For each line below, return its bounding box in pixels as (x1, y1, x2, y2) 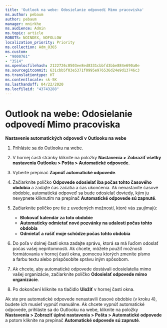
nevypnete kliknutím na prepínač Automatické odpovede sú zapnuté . (12, 195, 156, 201)
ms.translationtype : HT (5, 73, 55, 78)
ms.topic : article (5, 31, 43, 36)
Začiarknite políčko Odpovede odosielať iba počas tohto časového (12, 179, 152, 185)
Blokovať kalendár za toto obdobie (19, 215, 93, 221)
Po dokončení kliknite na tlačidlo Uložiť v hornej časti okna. (12, 286, 135, 292)
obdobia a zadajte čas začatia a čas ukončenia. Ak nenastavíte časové (12, 185, 158, 191)
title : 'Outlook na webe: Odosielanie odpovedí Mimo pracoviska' (5, 7, 144, 13)
